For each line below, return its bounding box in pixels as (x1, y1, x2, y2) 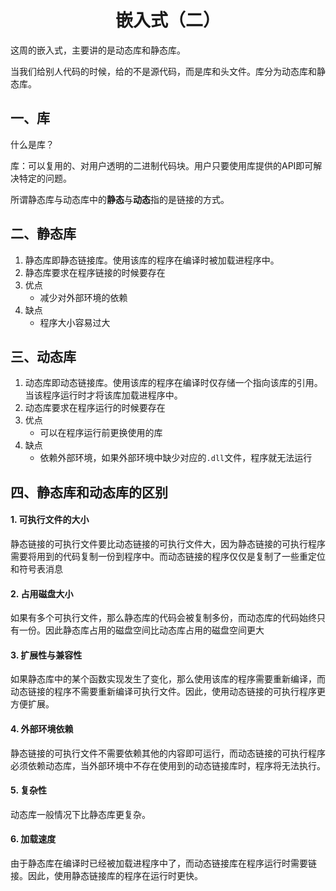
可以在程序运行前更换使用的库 (39, 427, 163, 439)
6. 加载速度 (10, 833, 57, 845)
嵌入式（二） (114, 9, 221, 32)
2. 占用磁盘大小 (10, 587, 74, 600)
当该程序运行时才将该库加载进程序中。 (24, 389, 183, 401)
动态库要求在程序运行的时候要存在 (24, 402, 166, 414)
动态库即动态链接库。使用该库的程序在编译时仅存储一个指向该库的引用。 (24, 377, 323, 389)
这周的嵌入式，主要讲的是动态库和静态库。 (10, 44, 186, 56)
